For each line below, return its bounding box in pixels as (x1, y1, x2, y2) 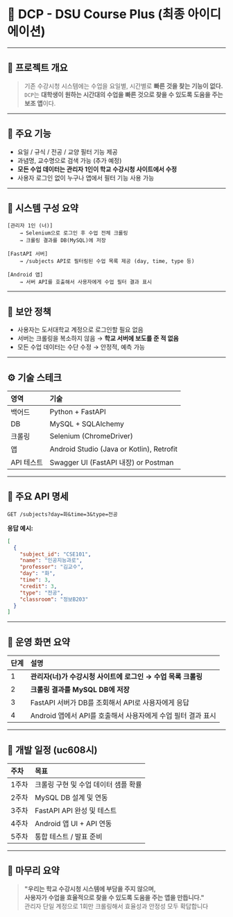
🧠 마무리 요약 (7, 865, 60, 877)
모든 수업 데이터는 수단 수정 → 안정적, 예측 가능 (17, 343, 146, 351)
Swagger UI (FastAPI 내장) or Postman (49, 458, 174, 467)
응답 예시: (7, 524, 33, 532)
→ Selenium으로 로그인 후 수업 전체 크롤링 (19, 230, 128, 237)
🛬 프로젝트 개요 (7, 62, 68, 74)
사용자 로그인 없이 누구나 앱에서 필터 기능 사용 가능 (17, 173, 155, 182)
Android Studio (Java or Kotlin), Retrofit (49, 445, 178, 454)
